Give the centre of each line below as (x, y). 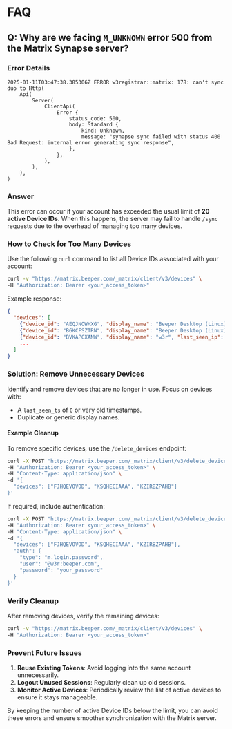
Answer (21, 196)
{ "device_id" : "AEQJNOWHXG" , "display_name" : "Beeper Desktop (111, 324)
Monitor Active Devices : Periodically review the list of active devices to (119, 690)
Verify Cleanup (33, 600)
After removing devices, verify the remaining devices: (84, 616)
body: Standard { (94, 124)
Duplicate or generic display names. (68, 417)
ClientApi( (60, 106)
